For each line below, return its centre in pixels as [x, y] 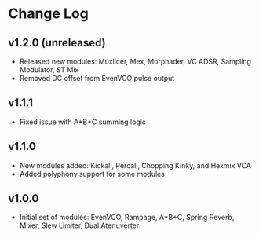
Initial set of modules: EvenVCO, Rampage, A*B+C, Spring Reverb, [127, 218]
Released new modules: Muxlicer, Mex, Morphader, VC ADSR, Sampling [135, 61]
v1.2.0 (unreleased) [57, 43]
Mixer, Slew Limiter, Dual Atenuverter [79, 225]
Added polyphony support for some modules [92, 174]
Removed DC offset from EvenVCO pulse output [97, 78]
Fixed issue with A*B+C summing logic [83, 122]
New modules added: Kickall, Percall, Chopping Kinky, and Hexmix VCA [135, 165]
